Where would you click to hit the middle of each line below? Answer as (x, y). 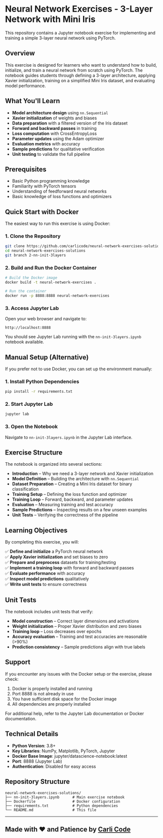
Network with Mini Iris (50, 19)
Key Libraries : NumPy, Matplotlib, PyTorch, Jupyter (64, 751)
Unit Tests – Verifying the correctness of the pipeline (65, 515)
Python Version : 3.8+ (34, 746)
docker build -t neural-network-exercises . (51, 282)
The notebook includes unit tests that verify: (49, 612)
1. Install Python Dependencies (42, 382)
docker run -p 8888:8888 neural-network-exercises (57, 296)
